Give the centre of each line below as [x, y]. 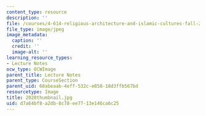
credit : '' [26, 47]
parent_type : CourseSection [42, 80]
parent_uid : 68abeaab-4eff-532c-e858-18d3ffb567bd [72, 87]
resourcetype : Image [33, 92]
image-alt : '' [30, 52]
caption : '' [27, 41]
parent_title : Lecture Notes [44, 75]
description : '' [27, 18]
